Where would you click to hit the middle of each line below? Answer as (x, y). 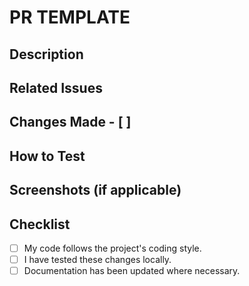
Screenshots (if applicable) (95, 190)
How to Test (47, 156)
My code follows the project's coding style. (112, 248)
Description (46, 54)
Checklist (40, 224)
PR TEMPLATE (70, 17)
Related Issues (56, 87)
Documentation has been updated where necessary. (132, 271)
